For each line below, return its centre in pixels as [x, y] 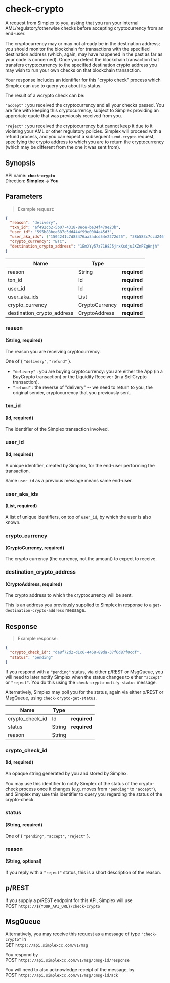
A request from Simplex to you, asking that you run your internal [72, 23]
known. [13, 522]
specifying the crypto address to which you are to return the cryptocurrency [85, 142]
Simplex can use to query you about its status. [54, 85]
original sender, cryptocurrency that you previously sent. [72, 392]
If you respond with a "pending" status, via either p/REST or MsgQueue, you [84, 672]
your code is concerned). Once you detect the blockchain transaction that [82, 59]
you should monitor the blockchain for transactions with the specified [78, 49]
